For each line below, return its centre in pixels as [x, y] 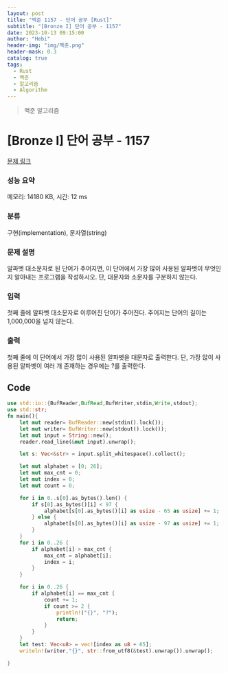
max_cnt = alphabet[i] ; [78, 556]
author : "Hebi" [29, 39]
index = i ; [59, 562]
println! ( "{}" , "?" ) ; [87, 613]
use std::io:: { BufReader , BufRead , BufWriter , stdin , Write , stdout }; [102, 403]
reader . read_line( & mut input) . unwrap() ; [78, 442]
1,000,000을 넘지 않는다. [41, 321]
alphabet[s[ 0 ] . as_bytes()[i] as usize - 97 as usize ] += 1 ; [132, 524]
